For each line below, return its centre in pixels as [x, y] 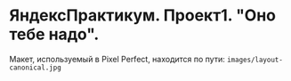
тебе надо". [54, 34]
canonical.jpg [36, 68]
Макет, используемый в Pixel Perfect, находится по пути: [117, 59]
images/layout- [255, 60]
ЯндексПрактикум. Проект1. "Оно [142, 16]
